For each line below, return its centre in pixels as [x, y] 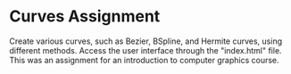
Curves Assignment [85, 16]
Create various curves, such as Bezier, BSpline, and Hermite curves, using [146, 41]
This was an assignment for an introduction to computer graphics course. [144, 60]
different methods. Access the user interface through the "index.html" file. [146, 50]
